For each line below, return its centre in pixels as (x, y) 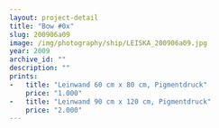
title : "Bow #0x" (42, 26)
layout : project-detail (54, 18)
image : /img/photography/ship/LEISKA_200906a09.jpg (108, 43)
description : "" (40, 69)
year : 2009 (30, 51)
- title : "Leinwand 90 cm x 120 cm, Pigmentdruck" (110, 101)
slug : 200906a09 (40, 34)
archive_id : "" (38, 59)
